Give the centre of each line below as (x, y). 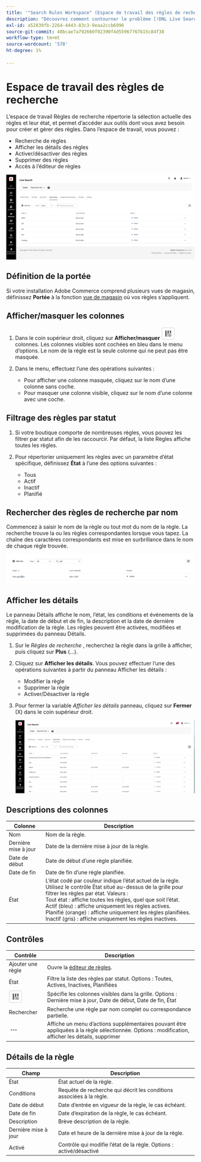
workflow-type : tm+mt (33, 38)
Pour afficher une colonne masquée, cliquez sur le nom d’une (100, 380)
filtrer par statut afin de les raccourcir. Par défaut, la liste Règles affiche (103, 439)
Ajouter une (23, 964)
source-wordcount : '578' (37, 44)
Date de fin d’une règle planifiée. (85, 872)
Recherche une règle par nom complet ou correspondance (119, 1009)
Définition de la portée (49, 276)
